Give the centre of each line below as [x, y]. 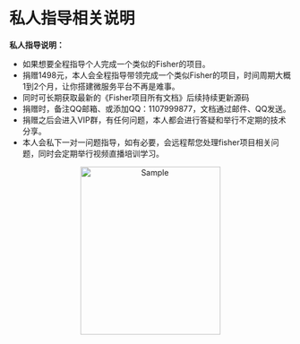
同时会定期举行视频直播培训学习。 [101, 153]
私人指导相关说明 [73, 18]
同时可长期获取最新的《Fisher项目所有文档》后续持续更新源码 [136, 97]
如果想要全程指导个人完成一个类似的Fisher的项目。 [116, 64]
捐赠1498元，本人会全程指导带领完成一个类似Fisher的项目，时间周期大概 [156, 75]
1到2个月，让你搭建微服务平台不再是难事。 [101, 86]
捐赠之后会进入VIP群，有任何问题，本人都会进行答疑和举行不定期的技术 [154, 120]
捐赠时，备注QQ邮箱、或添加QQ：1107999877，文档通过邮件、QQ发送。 [156, 108]
